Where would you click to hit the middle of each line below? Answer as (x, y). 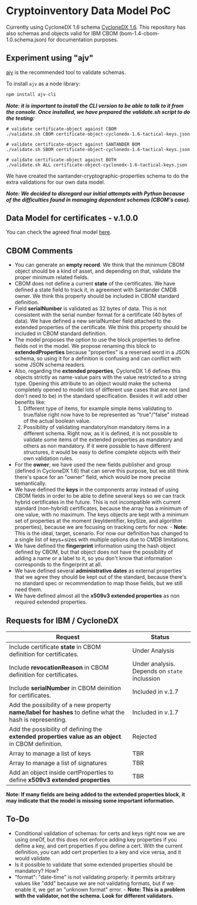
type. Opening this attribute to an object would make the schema (93, 384)
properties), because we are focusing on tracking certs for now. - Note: (101, 527)
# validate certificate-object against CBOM (61, 129)
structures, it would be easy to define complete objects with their (102, 452)
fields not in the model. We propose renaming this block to (85, 346)
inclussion (146, 679)
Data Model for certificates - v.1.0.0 (72, 218)
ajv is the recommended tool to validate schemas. (66, 72)
